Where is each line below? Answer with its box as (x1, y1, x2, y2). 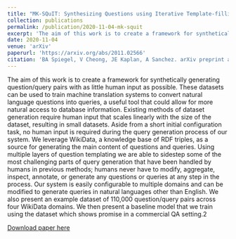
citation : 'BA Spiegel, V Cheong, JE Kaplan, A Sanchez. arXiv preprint (7, 56, 225, 63)
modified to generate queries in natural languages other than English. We (7, 187, 219, 195)
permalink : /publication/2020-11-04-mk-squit (7, 23, 143, 30)
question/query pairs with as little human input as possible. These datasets (7, 82, 224, 91)
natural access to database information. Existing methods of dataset (7, 105, 205, 113)
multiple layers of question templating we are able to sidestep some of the (7, 150, 222, 158)
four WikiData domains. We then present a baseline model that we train (7, 202, 213, 211)
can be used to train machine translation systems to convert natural (7, 90, 203, 98)
